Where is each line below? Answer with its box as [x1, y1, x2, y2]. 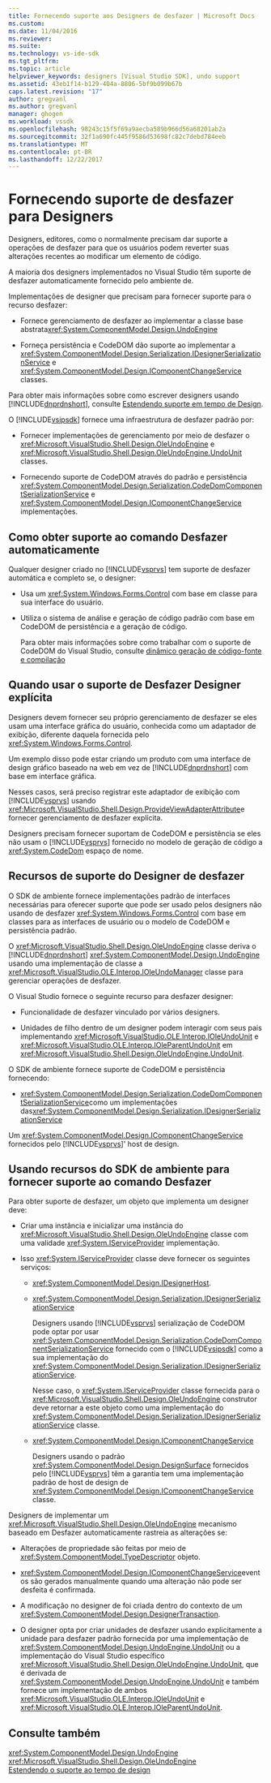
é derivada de [19, 1669, 67, 1678]
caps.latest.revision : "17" [8, 87, 104, 96]
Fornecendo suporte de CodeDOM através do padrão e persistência [19, 472, 248, 482]
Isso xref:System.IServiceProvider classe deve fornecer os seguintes [19, 1254, 251, 1264]
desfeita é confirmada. [19, 1585, 96, 1595]
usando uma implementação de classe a [8, 958, 143, 968]
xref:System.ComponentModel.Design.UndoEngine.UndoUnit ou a [19, 1643, 241, 1652]
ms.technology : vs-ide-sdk [8, 50, 100, 58]
